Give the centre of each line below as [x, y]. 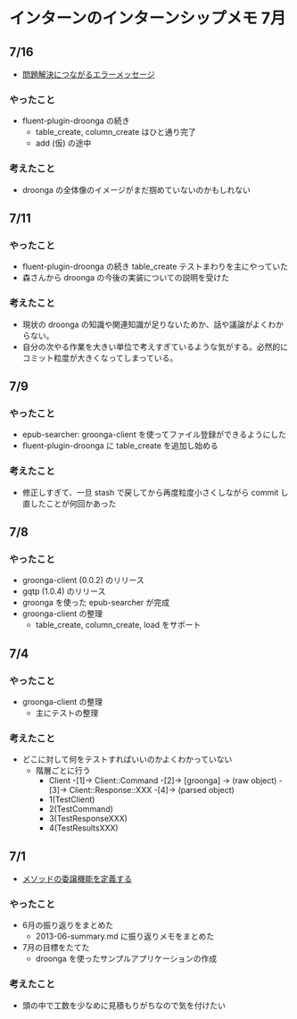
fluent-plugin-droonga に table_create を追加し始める [120, 446]
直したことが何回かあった [69, 503]
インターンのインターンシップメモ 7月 [148, 18]
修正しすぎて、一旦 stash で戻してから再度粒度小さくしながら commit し [155, 492]
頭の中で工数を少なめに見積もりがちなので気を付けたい [124, 1005]
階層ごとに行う [63, 771]
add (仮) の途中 [63, 143]
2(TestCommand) [81, 809]
